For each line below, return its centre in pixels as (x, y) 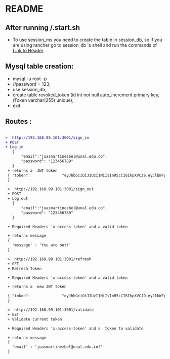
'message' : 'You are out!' (41, 245)
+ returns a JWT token (32, 170)
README (24, 9)
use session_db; (29, 89)
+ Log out (18, 199)
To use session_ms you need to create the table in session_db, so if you (88, 40)
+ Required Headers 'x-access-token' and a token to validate (75, 328)
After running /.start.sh (42, 28)
